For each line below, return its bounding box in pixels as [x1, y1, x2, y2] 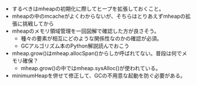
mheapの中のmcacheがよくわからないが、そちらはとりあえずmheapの [11, 12, 186, 20]
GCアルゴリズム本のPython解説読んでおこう [20, 42, 130, 49]
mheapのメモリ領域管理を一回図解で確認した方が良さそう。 [11, 27, 160, 34]
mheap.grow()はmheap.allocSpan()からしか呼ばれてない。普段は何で [11, 50, 182, 56]
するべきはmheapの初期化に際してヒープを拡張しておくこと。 [11, 5, 164, 12]
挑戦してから [22, 20, 54, 27]
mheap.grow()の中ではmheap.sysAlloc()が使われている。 [20, 65, 161, 71]
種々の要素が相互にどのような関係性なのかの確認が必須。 [20, 35, 162, 42]
